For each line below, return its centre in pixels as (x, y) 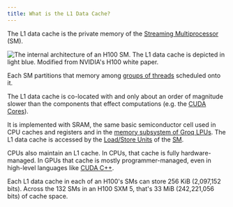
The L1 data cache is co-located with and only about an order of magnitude (115, 96)
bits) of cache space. (38, 196)
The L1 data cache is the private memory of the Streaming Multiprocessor (113, 33)
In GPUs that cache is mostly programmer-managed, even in (124, 160)
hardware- (196, 153)
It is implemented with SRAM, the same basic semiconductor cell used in (112, 124)
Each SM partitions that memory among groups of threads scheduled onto (114, 75)
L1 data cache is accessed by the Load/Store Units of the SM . (96, 139)
